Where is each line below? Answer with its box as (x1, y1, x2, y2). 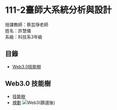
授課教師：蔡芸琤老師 (5, 22, 48, 27)
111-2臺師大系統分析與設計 (5, 4, 112, 16)
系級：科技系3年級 (5, 34, 43, 40)
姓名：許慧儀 (5, 27, 31, 33)
